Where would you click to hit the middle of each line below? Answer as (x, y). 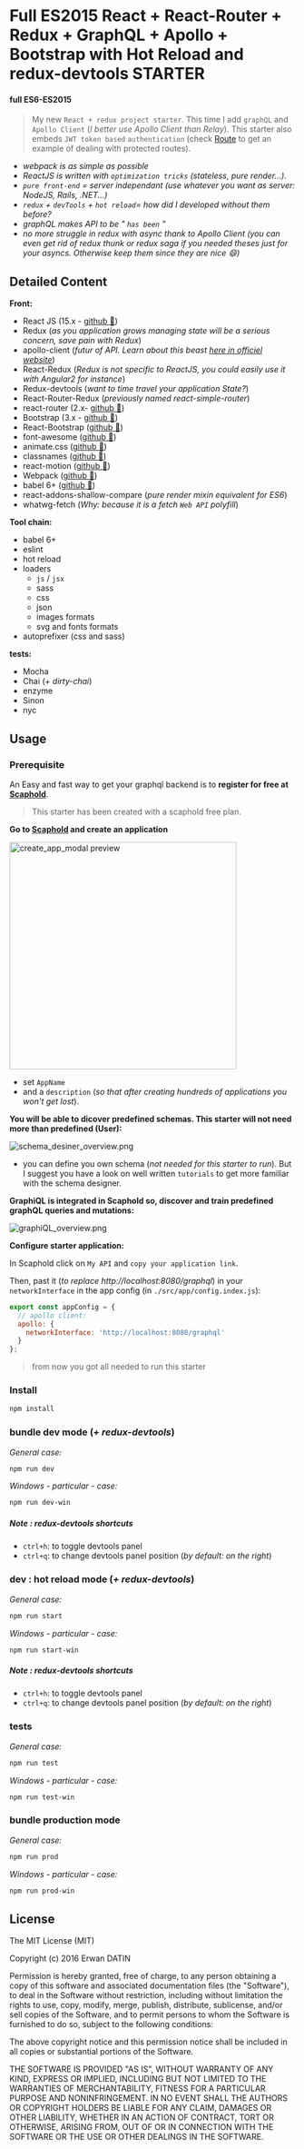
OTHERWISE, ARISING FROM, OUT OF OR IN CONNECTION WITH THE (142, 2127)
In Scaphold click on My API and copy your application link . (124, 1263)
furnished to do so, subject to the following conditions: (111, 2025)
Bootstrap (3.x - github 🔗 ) (70, 418)
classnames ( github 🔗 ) (64, 456)
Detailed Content (59, 281)
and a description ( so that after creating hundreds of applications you (155, 1091)
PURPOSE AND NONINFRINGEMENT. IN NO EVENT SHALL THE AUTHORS (149, 2098)
